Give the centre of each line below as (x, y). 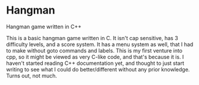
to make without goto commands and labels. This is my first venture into (94, 50)
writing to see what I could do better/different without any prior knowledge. (98, 69)
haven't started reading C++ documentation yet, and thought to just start (95, 63)
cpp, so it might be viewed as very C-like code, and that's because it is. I (95, 57)
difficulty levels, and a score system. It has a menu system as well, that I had (100, 44)
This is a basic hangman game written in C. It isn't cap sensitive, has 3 (92, 38)
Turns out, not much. (32, 76)
